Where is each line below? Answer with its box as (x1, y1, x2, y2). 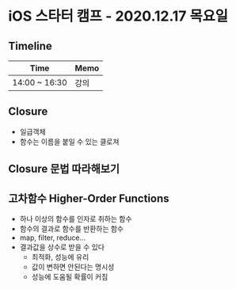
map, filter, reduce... (19, 233, 86, 242)
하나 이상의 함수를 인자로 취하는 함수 (19, 215, 132, 224)
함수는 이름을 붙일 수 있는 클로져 (19, 136, 120, 146)
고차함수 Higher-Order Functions (8, 192, 169, 205)
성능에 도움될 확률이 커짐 (31, 272, 108, 282)
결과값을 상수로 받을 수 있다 (19, 242, 105, 252)
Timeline (8, 39, 53, 52)
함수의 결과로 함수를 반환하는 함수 (19, 224, 124, 234)
